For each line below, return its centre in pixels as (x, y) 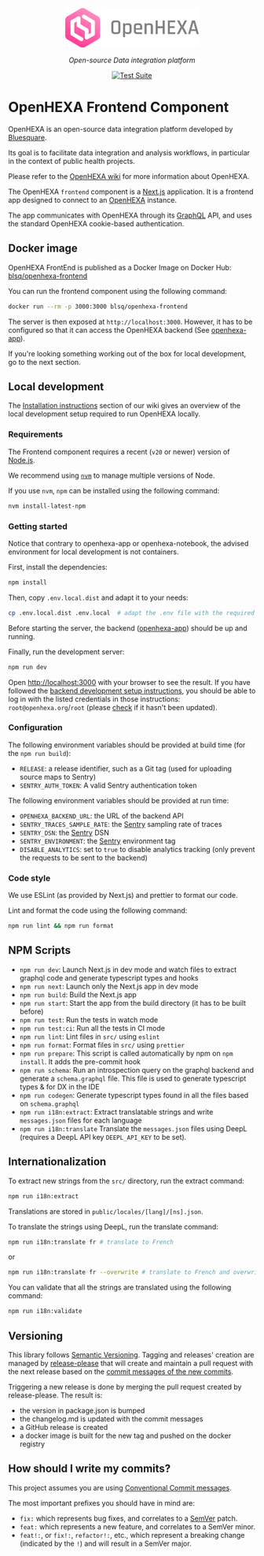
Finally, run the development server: (66, 651)
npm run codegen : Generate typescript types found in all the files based (134, 1095)
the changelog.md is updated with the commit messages (111, 1419)
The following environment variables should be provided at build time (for (127, 745)
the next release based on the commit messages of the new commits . (121, 1372)
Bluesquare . (27, 137)
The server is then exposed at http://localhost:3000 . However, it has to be (130, 322)
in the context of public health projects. (71, 161)
